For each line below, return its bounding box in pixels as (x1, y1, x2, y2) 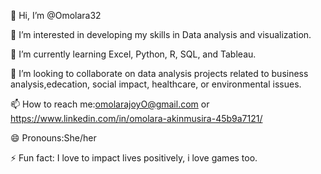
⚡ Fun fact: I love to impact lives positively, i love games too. (10, 152, 258, 164)
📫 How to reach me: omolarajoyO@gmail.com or (10, 98, 210, 110)
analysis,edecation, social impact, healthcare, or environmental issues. (10, 78, 302, 90)
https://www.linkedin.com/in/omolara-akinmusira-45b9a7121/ (10, 113, 263, 124)
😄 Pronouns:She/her (10, 132, 97, 144)
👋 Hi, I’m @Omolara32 (10, 10, 102, 21)
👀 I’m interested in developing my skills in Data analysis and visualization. (10, 29, 312, 40)
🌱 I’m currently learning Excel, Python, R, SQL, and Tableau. (10, 48, 257, 60)
